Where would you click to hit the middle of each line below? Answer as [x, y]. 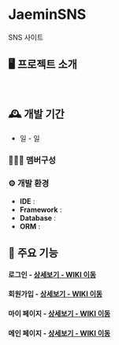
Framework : [41, 210]
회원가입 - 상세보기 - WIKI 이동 [55, 294]
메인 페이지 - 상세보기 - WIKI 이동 [59, 333]
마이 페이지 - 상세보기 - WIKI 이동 [59, 313]
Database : [38, 217]
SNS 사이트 [26, 37]
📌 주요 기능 [33, 253]
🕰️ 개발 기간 [36, 115]
